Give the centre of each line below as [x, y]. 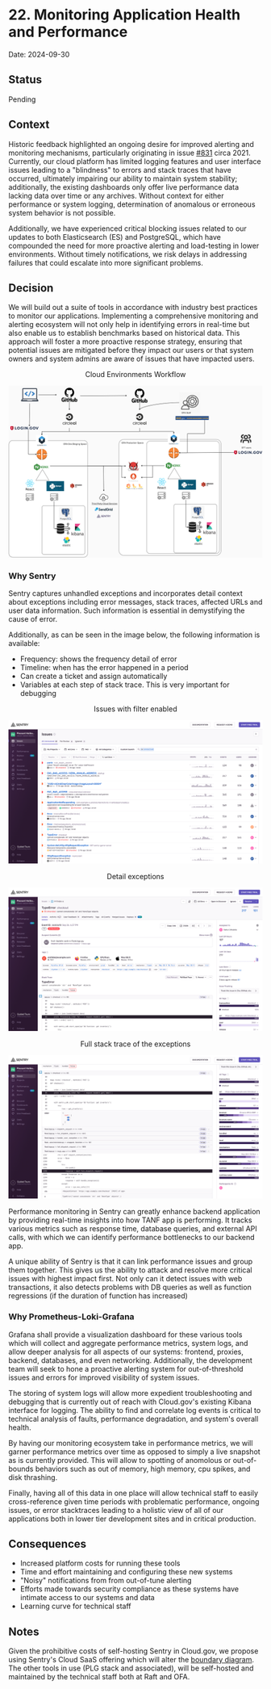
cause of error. [33, 619]
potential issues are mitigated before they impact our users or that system [131, 350]
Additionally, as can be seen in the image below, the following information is [134, 635]
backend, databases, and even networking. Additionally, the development [130, 1360]
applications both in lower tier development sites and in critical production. [132, 1519]
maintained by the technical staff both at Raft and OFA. [99, 1677]
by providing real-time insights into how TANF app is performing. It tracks [130, 1220]
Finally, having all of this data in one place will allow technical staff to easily [133, 1493]
